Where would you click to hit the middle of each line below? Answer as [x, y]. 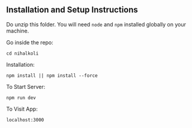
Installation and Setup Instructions [72, 10]
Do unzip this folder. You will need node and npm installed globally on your [96, 24]
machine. [18, 31]
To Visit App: [22, 109]
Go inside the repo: [30, 42]
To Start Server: [26, 87]
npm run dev [21, 98]
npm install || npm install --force [52, 75]
